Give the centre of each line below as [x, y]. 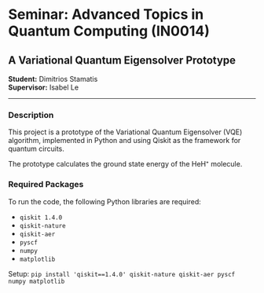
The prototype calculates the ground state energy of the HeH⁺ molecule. [125, 164]
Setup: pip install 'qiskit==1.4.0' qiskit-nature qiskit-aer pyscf [122, 273]
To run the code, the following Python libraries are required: [105, 201]
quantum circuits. [37, 149]
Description [31, 115]
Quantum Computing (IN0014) [109, 31]
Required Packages [46, 185]
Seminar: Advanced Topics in [106, 15]
